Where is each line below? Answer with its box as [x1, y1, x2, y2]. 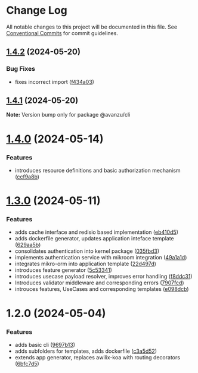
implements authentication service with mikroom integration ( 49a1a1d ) [14, 254, 187, 261]
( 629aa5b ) [14, 242, 41, 249]
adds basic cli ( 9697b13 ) [14, 341, 76, 348]
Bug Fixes [6, 65, 36, 73]
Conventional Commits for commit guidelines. [6, 29, 118, 36]
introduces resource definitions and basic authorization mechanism [14, 167, 181, 174]
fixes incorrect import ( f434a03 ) [14, 78, 94, 85]
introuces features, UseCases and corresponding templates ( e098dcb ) [14, 286, 189, 293]
